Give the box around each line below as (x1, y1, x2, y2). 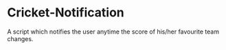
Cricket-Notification (7, 5, 125, 21)
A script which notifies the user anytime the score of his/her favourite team (7, 27, 220, 36)
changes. (7, 34, 34, 42)
